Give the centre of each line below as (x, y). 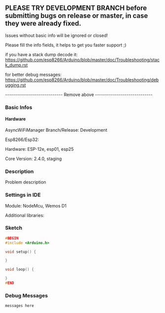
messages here (20, 306)
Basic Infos (19, 107)
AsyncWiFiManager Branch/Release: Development (56, 130)
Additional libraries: (25, 215)
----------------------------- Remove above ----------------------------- (79, 94)
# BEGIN (12, 238)
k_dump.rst (16, 65)
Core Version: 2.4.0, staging (33, 158)
